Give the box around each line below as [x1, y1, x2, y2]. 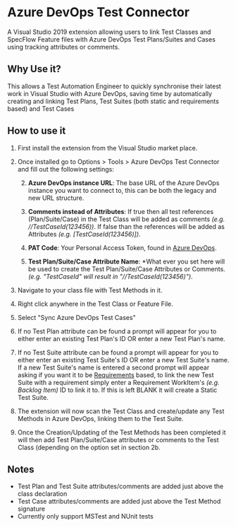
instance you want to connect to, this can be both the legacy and [27, 186, 217, 194]
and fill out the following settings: [17, 165, 114, 173]
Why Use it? [7, 63, 61, 75]
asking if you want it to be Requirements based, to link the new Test [17, 370, 214, 379]
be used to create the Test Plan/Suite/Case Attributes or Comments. [27, 264, 225, 273]
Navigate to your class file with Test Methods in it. [17, 285, 163, 294]
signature [17, 504, 46, 513]
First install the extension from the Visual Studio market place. [17, 143, 198, 152]
